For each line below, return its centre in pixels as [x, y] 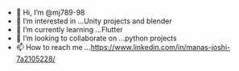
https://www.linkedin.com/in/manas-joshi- [161, 47]
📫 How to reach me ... [53, 47]
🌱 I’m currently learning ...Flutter [69, 29]
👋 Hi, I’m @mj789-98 [51, 13]
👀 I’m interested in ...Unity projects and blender [94, 21]
